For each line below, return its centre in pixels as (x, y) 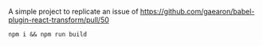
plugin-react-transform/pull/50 (59, 20)
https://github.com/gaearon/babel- (197, 11)
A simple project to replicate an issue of (73, 11)
